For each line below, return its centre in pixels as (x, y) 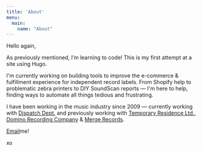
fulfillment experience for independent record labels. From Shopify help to (99, 82)
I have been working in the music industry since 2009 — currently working (99, 107)
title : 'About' (25, 12)
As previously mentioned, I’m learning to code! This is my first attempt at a (99, 57)
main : (19, 23)
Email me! (18, 131)
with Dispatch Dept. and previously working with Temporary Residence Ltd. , (101, 113)
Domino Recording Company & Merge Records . (66, 120)
